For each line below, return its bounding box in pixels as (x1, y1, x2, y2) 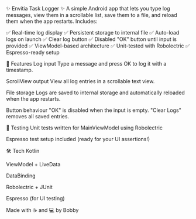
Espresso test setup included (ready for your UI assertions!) (6, 136, 150, 142)
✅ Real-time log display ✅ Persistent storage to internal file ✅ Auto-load (6, 29, 180, 36)
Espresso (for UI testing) (6, 195, 66, 201)
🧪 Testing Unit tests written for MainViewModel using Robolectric (6, 124, 163, 131)
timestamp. (6, 67, 33, 73)
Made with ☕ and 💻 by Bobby (6, 207, 79, 213)
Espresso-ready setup (6, 49, 60, 56)
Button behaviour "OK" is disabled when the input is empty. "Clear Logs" (6, 107, 181, 114)
